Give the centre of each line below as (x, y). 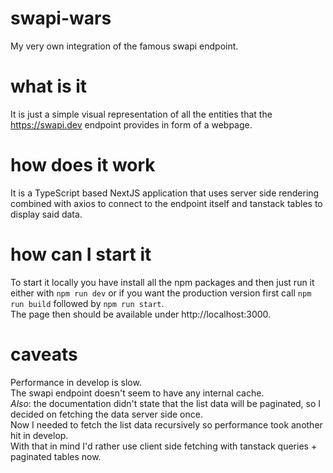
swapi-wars (61, 18)
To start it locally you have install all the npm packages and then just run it (162, 282)
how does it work (83, 165)
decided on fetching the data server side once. (106, 414)
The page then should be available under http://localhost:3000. (141, 314)
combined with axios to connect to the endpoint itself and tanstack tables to (166, 203)
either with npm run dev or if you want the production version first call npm (161, 293)
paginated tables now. (56, 456)
